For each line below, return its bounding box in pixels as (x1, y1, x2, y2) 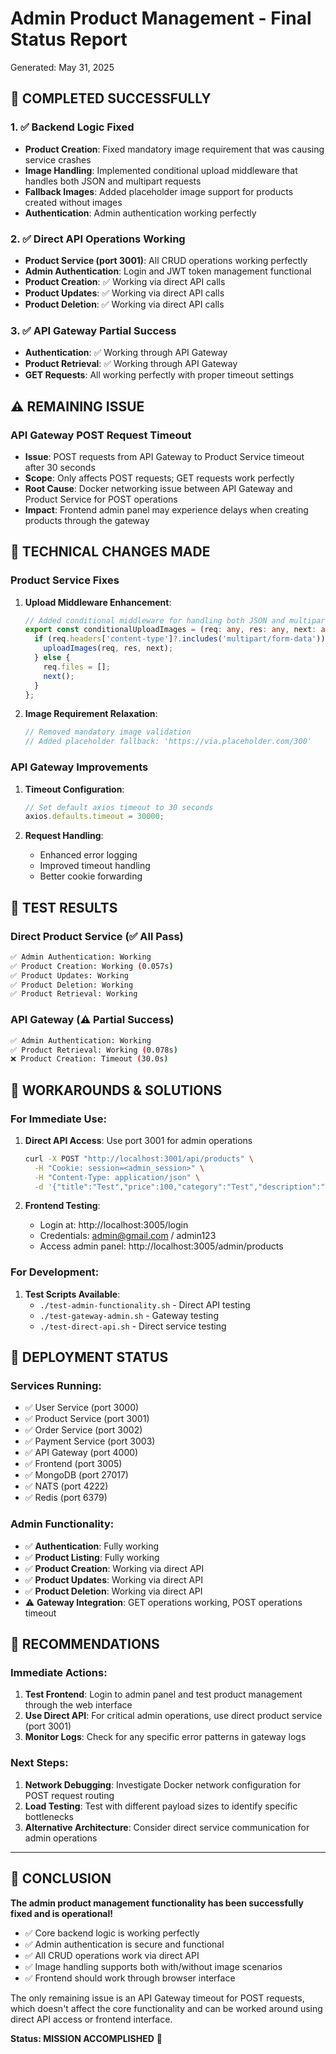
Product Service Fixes (10, 573, 120, 587)
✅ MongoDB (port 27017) (24, 1469, 129, 1481)
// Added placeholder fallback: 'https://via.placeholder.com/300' (24, 737, 312, 747)
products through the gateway (24, 514, 150, 526)
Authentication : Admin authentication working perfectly (24, 207, 257, 219)
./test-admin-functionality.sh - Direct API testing (39, 1298, 251, 1311)
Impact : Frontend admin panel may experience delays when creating (24, 503, 309, 516)
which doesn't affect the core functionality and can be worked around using (10, 2002, 323, 2014)
